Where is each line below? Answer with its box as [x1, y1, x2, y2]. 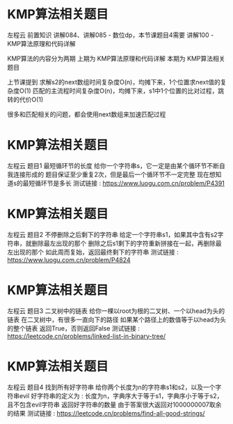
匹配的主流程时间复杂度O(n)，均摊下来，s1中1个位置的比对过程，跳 [32, 86, 225, 95]
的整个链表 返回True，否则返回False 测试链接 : [7, 324, 140, 332]
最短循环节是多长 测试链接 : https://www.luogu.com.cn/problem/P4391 [22, 179, 225, 187]
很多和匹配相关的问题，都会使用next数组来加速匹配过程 [7, 109, 166, 119]
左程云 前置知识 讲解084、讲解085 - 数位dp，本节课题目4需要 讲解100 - [7, 31, 214, 39]
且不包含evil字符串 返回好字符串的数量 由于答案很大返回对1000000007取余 [7, 400, 222, 409]
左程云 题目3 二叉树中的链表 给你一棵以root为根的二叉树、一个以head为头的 [7, 306, 225, 315]
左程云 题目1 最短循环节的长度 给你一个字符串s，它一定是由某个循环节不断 [7, 161, 219, 169]
